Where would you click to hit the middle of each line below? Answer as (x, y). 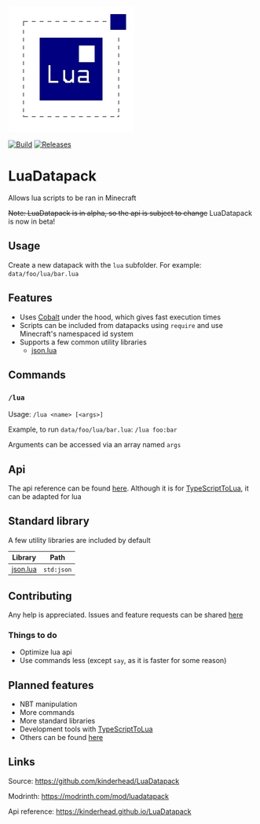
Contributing (40, 596)
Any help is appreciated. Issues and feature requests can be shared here (126, 614)
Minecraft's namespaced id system (76, 334)
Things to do (33, 635)
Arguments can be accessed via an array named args (95, 445)
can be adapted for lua (45, 497)
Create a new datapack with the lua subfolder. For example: (105, 264)
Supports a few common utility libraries (83, 342)
